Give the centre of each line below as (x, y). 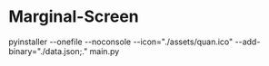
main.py (105, 51)
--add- (248, 42)
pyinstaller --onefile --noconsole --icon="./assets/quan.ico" (121, 42)
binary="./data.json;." (48, 51)
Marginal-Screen (74, 17)
